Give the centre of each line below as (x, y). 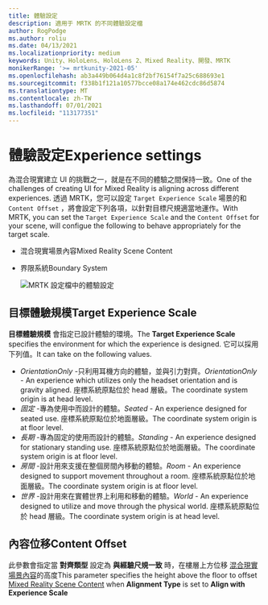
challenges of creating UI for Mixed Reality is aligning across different (124, 188)
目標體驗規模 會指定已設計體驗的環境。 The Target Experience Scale (122, 334)
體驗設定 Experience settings (105, 156)
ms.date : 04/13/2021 (43, 46)
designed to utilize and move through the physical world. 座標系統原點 (136, 506)
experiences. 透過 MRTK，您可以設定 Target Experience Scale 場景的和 (128, 197)
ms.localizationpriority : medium (64, 53)
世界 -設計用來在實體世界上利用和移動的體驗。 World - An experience (134, 495)
